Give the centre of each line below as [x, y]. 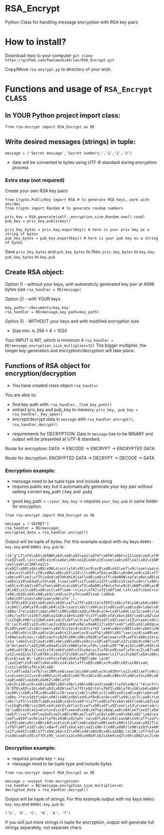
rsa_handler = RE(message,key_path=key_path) [52, 312]
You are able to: [21, 395]
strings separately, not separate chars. [44, 828]
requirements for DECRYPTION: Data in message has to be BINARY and [82, 433]
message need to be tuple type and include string [62, 481]
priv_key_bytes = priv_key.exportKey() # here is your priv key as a [77, 230]
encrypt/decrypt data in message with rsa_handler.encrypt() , [73, 419]
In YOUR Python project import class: [63, 116]
